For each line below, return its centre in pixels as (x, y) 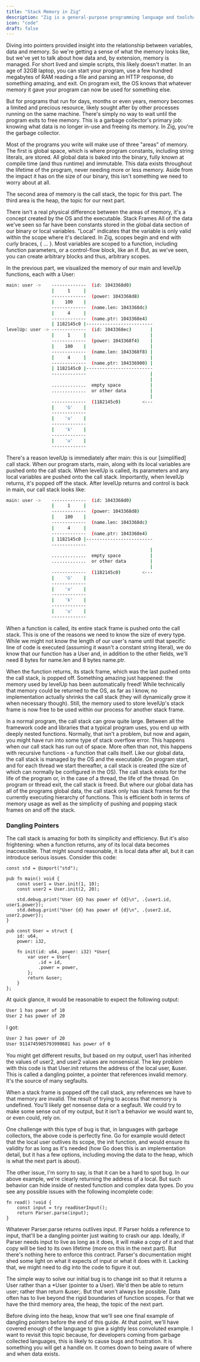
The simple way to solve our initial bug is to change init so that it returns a (96, 1278)
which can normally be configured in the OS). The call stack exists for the (96, 772)
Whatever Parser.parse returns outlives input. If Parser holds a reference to (98, 1229)
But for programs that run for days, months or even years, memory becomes (100, 101)
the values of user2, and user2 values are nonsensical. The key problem (95, 1061)
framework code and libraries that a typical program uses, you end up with (98, 727)
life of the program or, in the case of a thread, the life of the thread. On (93, 778)
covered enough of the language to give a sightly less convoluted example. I (100, 1328)
